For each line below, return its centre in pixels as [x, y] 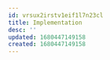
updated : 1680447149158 [47, 37]
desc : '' [22, 30]
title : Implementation [45, 23]
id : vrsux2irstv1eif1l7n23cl [56, 15]
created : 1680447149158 [47, 44]
